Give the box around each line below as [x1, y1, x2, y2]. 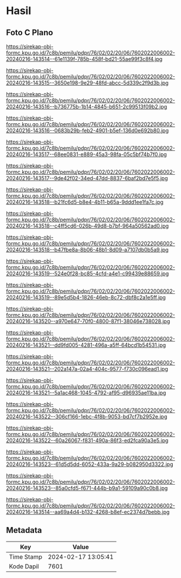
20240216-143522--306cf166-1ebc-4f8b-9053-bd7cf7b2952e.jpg [6, 413, 168, 420]
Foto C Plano [6, 28, 53, 38]
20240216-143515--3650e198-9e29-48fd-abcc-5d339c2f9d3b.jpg [6, 79, 169, 86]
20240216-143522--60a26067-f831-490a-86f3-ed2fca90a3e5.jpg [6, 437, 169, 444]
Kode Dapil [9, 562, 39, 570]
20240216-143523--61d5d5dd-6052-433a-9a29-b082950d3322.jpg [6, 461, 173, 468]
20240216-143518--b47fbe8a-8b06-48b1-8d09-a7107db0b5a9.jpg [6, 246, 169, 253]
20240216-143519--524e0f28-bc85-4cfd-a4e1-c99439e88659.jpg [6, 270, 169, 277]
